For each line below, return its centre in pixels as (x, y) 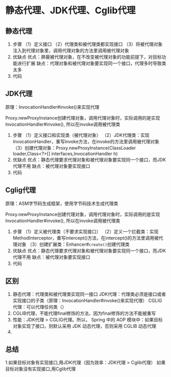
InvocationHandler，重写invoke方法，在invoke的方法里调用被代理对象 (86, 142)
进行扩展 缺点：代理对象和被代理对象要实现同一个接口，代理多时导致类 (92, 63)
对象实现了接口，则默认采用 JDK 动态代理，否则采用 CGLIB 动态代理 (84, 326)
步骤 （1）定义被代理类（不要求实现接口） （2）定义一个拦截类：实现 (86, 231)
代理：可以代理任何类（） (40, 307)
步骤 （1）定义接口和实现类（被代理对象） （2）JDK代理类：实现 (81, 135)
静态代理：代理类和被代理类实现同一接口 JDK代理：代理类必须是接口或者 (89, 294)
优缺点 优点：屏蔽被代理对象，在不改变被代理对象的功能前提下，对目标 (87, 57)
